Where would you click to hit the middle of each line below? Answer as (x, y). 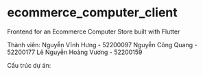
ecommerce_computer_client (93, 13)
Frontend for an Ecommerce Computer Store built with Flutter (94, 31)
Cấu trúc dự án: (29, 65)
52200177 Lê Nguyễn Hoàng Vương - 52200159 (75, 52)
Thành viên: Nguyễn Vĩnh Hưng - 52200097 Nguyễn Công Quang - (102, 45)
